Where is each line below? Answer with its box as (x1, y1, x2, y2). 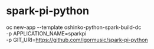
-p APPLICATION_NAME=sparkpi (6, 30, 87, 37)
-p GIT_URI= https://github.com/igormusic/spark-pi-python (6, 36, 149, 43)
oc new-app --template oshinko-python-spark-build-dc (6, 24, 142, 31)
